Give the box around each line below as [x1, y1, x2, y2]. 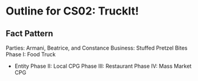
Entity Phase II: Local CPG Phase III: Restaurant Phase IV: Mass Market [14, 62, 192, 70]
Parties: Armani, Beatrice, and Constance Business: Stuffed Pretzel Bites [5, 44, 188, 51]
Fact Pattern [5, 28, 53, 39]
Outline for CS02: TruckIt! [5, 4, 140, 18]
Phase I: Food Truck [5, 51, 56, 58]
